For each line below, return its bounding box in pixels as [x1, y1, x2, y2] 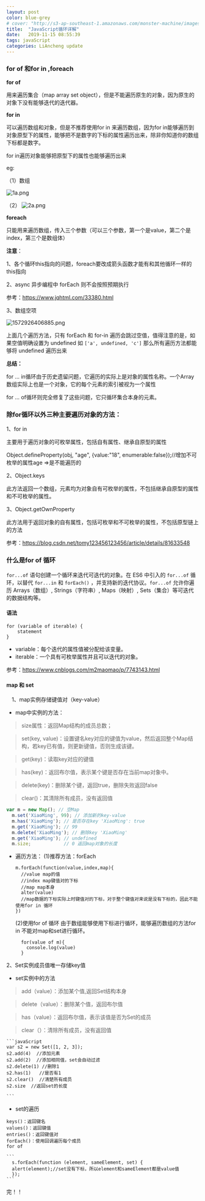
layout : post [6, 9, 40, 15]
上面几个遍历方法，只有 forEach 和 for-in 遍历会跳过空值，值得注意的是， [6, 331, 190, 339]
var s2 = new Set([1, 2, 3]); [6, 1044, 84, 1051]
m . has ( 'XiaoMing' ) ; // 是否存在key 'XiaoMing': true [12, 818, 145, 824]
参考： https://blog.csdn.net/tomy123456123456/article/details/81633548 [6, 539, 190, 547]
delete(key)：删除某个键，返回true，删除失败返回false [21, 782, 158, 789]
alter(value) [21, 890, 54, 896]
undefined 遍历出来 [18, 347, 67, 355]
